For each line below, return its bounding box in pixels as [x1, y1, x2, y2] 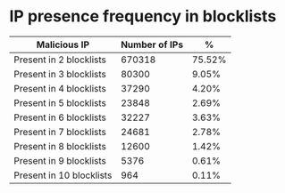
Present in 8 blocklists [13, 140, 107, 152]
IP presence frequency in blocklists [9, 6, 277, 27]
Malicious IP [36, 38, 90, 51]
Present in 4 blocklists [13, 82, 107, 94]
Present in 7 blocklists [13, 125, 107, 138]
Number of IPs [120, 38, 184, 51]
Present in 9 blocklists [13, 154, 107, 166]
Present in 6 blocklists [13, 111, 107, 124]
